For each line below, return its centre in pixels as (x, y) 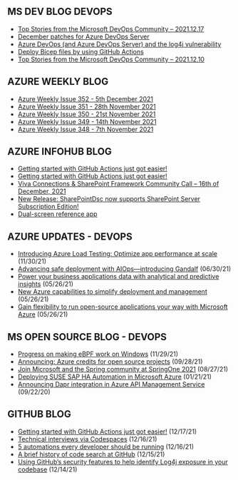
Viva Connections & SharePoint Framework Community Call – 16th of (118, 184)
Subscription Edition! (48, 207)
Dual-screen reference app (57, 214)
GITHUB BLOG (39, 414)
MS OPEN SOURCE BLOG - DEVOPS (87, 337)
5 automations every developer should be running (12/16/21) (106, 446)
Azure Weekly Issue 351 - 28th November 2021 (87, 106)
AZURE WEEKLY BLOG (58, 82)
